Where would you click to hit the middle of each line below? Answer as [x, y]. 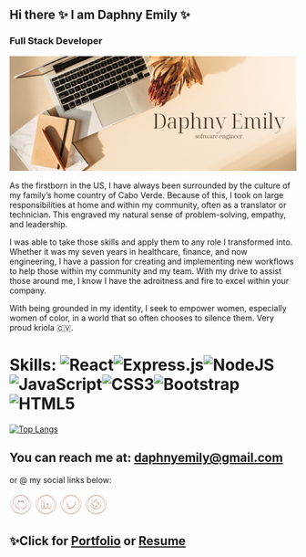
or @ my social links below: [61, 479]
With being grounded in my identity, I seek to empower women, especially [148, 308]
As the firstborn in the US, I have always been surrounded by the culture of [150, 185]
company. [28, 290]
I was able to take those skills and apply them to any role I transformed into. [151, 242]
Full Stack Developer [56, 41]
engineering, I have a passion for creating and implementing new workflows [152, 261]
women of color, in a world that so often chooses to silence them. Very [142, 318]
